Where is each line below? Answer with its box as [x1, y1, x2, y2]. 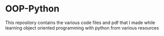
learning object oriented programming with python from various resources [5, 24, 159, 30]
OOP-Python [5, 3, 59, 14]
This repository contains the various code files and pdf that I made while [5, 19, 155, 25]
